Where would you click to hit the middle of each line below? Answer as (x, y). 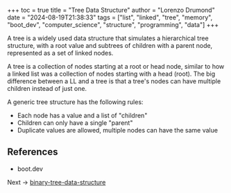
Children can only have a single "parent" (75, 123)
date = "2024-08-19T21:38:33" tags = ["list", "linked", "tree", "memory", (110, 17)
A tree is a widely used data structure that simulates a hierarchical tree (108, 38)
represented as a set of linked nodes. (60, 53)
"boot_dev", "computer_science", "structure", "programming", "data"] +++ (113, 25)
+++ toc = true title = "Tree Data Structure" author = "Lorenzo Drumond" (111, 10)
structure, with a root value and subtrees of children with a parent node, (110, 45)
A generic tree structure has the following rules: (75, 102)
